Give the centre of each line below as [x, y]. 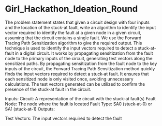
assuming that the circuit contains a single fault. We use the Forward [73, 38]
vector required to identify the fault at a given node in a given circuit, [73, 32]
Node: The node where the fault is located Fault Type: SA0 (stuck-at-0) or [79, 104]
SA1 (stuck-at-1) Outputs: [30, 109]
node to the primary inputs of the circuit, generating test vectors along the [79, 58]
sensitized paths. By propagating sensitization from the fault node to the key [81, 63]
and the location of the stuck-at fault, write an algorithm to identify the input [81, 27]
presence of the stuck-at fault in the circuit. [48, 89]
